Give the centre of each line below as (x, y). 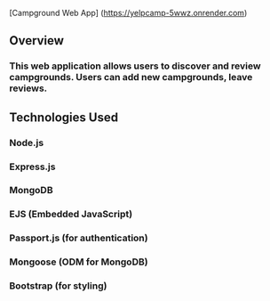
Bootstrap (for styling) (58, 286)
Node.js (27, 142)
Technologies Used (64, 117)
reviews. (28, 88)
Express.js (32, 167)
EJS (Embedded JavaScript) (71, 215)
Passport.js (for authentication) (79, 238)
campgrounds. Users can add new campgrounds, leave (131, 77)
